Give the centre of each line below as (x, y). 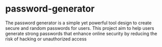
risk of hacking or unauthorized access (46, 39)
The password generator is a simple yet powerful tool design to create (78, 23)
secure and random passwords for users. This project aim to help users (80, 28)
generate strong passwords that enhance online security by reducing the (81, 33)
